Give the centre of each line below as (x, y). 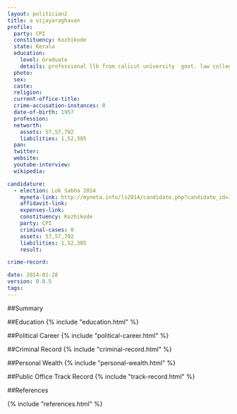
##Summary (25, 308)
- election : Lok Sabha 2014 (55, 190)
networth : (28, 125)
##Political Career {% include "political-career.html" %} (88, 335)
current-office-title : (47, 99)
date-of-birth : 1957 (44, 112)
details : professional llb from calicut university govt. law (115, 66)
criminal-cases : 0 (47, 230)
